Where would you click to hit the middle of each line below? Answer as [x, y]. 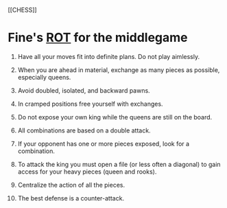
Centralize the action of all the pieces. [71, 185]
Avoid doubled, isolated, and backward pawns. [84, 90]
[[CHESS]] [22, 10]
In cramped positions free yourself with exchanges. [90, 104]
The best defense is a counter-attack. [71, 198]
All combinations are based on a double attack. [84, 130]
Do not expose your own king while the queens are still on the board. [115, 117]
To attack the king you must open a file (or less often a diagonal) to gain [119, 164]
